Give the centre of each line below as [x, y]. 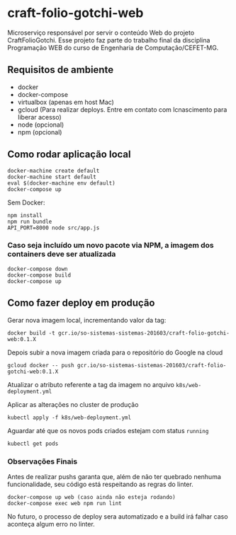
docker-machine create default [54, 171]
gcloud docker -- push [41, 365]
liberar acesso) [39, 117]
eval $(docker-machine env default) [61, 183]
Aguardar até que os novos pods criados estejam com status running [108, 430]
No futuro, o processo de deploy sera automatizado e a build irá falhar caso [118, 516]
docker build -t [31, 333]
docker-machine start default [52, 177]
